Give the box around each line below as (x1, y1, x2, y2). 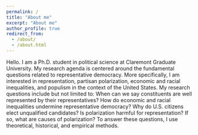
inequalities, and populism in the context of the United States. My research (6, 84, 190, 91)
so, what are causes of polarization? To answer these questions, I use (6, 115, 178, 122)
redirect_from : (6, 31, 44, 37)
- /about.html (11, 42, 47, 48)
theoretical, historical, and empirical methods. (6, 122, 119, 129)
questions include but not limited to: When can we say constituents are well (6, 90, 193, 97)
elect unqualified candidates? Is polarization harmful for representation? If (6, 109, 188, 116)
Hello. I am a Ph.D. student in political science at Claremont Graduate (6, 58, 176, 66)
